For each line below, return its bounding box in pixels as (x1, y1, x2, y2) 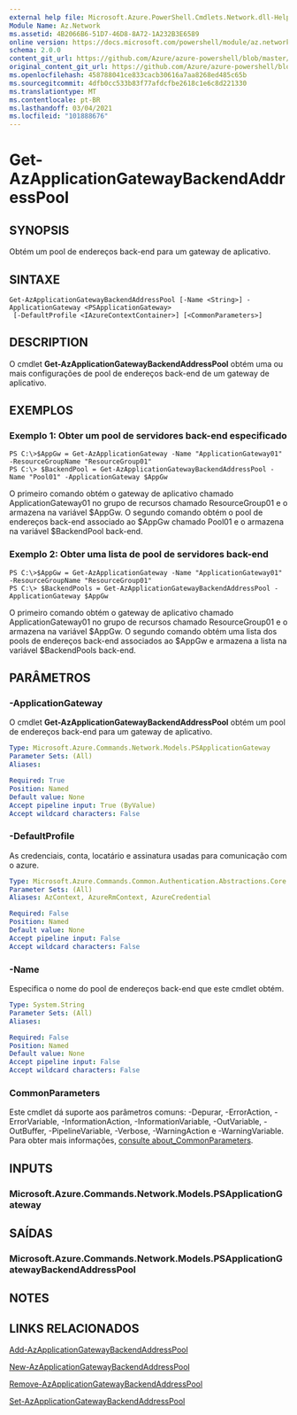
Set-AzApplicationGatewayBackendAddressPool (9, 1396, 186, 1407)
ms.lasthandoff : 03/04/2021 (9, 104, 113, 113)
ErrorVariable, (9, 1116, 60, 1127)
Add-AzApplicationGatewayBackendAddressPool (9, 1344, 188, 1356)
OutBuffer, (9, 1126, 47, 1137)
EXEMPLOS (9, 403, 73, 418)
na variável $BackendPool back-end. (9, 526, 143, 537)
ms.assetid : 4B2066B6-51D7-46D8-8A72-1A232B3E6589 (9, 29, 200, 38)
